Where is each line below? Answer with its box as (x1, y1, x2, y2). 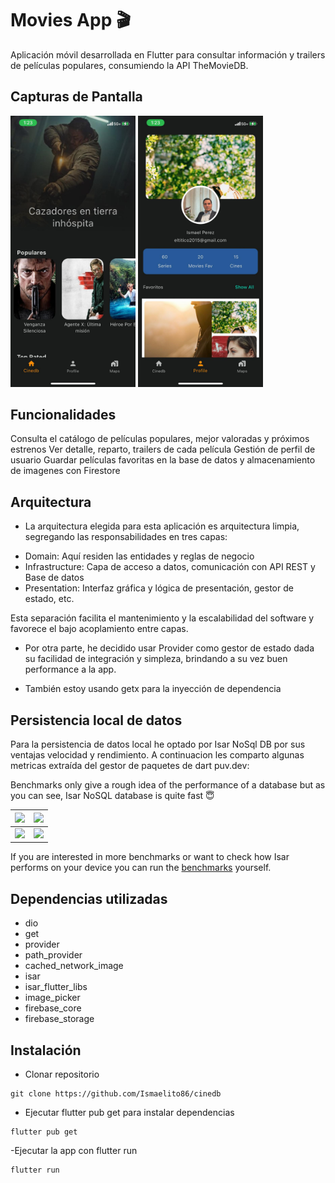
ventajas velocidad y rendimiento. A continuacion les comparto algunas (10, 749, 305, 761)
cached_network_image (24, 960, 124, 972)
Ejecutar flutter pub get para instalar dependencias (24, 1106, 235, 1118)
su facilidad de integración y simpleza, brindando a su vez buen (24, 653, 288, 665)
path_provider (24, 949, 83, 961)
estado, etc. (24, 593, 75, 605)
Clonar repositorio (24, 1068, 100, 1080)
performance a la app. (24, 663, 117, 676)
